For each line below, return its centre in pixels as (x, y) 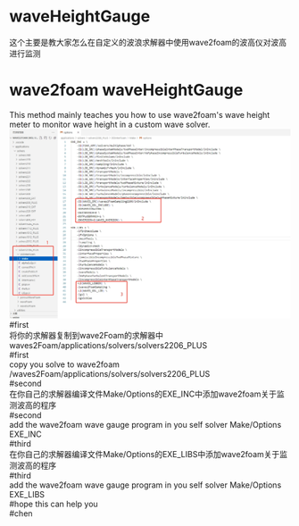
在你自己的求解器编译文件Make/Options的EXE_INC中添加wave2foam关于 (143, 394)
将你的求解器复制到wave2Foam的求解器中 (86, 335)
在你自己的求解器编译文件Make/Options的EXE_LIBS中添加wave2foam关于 (145, 454)
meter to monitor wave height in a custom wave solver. (110, 124)
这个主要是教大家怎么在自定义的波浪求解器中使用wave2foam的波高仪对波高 (148, 42)
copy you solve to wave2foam (65, 364)
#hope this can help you (54, 504)
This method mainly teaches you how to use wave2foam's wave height (140, 114)
